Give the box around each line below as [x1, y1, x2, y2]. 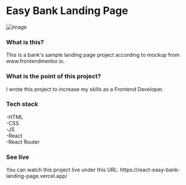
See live [6, 153, 29, 161]
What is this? [6, 38, 44, 46]
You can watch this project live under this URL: [6, 166, 119, 173]
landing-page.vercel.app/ [6, 173, 67, 180]
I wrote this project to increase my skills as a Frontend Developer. [6, 85, 164, 92]
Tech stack [6, 100, 38, 108]
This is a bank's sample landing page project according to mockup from [6, 52, 180, 59]
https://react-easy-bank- [120, 166, 180, 173]
